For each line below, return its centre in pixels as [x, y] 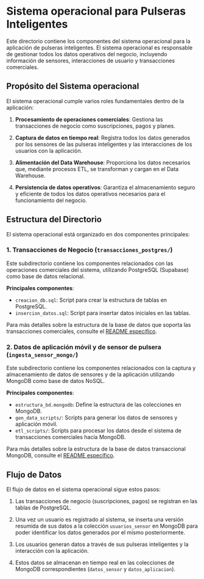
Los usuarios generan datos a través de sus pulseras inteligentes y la [102, 544]
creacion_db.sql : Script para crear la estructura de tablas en [91, 300]
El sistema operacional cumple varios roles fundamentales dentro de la [95, 101]
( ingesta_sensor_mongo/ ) [42, 354]
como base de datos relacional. [46, 276]
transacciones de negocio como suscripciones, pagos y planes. [95, 126]
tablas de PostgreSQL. [43, 508]
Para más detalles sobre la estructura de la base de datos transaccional [96, 449]
